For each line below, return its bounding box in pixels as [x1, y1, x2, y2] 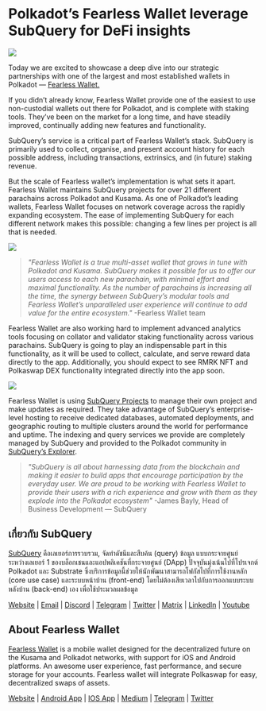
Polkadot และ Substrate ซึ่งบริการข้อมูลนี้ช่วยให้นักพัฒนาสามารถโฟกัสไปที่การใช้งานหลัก [8, 566, 248, 576]
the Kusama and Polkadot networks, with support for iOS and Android [8, 652, 236, 662]
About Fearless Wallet [8, 623, 121, 636]
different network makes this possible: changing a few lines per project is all [8, 218, 257, 228]
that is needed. [8, 227, 57, 237]
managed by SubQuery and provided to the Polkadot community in [8, 438, 227, 447]
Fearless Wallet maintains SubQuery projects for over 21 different [8, 184, 222, 195]
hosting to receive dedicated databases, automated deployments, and [25, 412, 254, 422]
